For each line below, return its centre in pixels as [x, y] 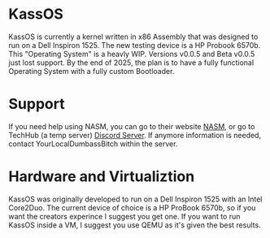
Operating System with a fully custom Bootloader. [91, 71]
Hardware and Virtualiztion [102, 177]
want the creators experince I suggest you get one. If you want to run [124, 216]
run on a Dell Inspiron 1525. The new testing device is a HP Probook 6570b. [135, 45]
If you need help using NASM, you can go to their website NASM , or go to [132, 126]
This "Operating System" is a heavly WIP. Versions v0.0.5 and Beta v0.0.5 [132, 54]
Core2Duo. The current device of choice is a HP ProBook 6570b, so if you [132, 207]
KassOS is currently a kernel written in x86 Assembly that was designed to [133, 37]
